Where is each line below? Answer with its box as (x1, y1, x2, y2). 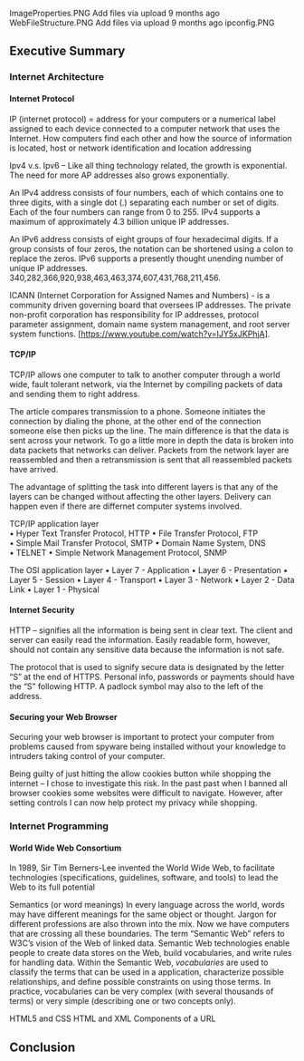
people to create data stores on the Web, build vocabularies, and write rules (9, 948, 292, 959)
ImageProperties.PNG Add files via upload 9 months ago (9, 8, 220, 18)
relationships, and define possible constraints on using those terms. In (9, 977, 271, 988)
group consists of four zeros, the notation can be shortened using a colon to (9, 243, 294, 254)
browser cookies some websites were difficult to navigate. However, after (9, 788, 283, 799)
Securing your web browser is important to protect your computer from (9, 732, 275, 743)
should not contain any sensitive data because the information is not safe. (9, 644, 285, 655)
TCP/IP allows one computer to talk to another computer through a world (9, 369, 280, 380)
